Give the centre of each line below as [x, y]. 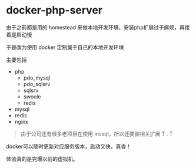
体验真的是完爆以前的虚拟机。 [42, 159]
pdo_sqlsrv [37, 84]
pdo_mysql [37, 78]
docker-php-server [54, 10]
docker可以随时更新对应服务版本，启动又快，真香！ [69, 146]
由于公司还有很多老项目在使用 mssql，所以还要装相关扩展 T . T [97, 134]
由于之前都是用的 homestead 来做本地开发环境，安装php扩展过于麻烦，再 [95, 27]
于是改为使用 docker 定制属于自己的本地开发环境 [65, 47]
